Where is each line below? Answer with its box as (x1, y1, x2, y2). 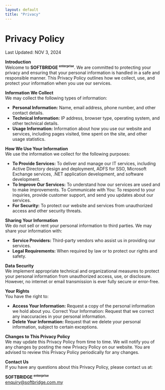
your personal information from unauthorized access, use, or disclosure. (5, 273, 152, 279)
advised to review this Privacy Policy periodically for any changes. (5, 349, 139, 355)
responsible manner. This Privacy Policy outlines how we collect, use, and (5, 75, 155, 81)
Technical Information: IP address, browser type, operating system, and (12, 115, 160, 121)
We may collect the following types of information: (5, 95, 107, 101)
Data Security (5, 263, 34, 269)
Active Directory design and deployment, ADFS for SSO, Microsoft (12, 166, 147, 172)
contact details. (12, 110, 44, 116)
